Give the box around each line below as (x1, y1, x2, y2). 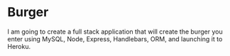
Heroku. (7, 42, 31, 50)
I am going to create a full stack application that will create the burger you (7, 27, 223, 36)
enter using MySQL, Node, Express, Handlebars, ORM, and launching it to (7, 34, 223, 43)
